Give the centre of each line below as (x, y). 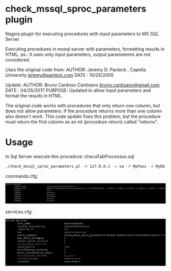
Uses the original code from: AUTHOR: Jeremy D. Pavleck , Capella (76, 70)
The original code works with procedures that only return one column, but (83, 105)
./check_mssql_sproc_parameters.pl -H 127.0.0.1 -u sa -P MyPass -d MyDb (85, 166)
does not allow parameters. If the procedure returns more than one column (84, 111)
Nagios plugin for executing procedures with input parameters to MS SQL (82, 34)
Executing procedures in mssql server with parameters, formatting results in (85, 49)
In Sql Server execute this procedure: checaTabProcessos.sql (70, 156)
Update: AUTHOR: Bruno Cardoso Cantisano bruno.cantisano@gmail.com (82, 85)
